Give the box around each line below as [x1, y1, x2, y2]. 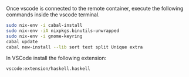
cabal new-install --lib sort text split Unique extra [6, 44, 143, 50]
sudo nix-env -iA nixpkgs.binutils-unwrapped [6, 27, 119, 34]
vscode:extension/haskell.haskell [6, 66, 91, 72]
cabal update [6, 38, 38, 44]
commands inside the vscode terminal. [6, 11, 100, 18]
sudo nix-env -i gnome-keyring [6, 33, 83, 39]
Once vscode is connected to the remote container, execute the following [6, 5, 184, 12]
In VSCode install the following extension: [6, 55, 107, 62]
